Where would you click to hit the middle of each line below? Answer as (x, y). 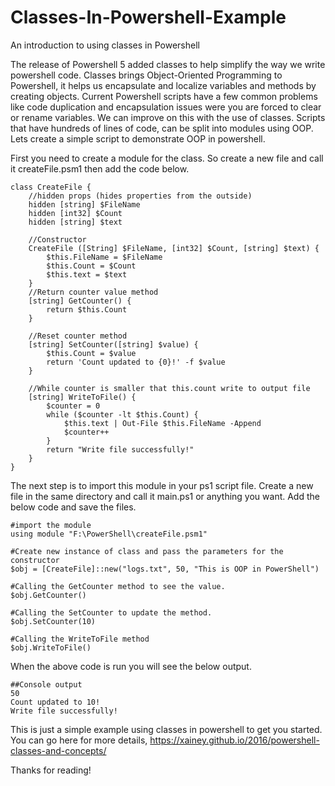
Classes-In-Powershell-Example (148, 17)
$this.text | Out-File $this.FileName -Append (162, 423)
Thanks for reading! (51, 770)
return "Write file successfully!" (120, 449)
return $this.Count (87, 309)
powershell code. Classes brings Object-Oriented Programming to (146, 75)
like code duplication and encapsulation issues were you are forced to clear (166, 107)
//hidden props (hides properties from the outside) (140, 196)
